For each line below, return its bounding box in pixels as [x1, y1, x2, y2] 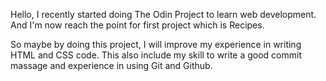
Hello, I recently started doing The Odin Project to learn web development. [10, 9, 317, 20]
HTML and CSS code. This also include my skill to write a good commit [10, 49, 303, 61]
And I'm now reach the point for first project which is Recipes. [10, 19, 265, 31]
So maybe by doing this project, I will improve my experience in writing [10, 39, 302, 50]
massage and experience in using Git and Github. [10, 60, 213, 71]
